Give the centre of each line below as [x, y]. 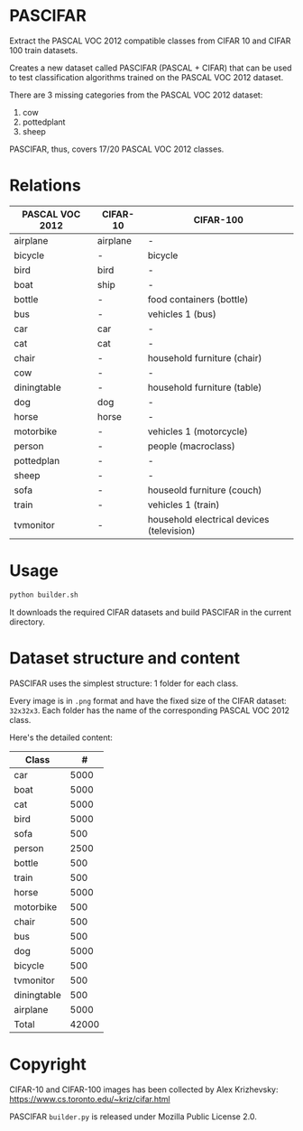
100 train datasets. [44, 50]
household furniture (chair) [205, 357]
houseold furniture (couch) [205, 490]
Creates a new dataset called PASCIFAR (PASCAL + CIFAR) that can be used [151, 68]
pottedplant [44, 122]
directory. [27, 621]
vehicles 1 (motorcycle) [197, 431]
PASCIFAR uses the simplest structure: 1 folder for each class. [124, 683]
